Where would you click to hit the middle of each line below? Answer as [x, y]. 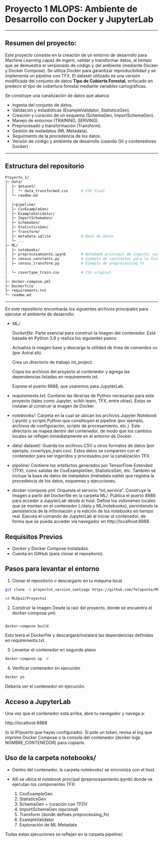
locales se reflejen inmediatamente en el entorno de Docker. [72, 436]
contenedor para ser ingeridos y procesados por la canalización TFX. [81, 456]
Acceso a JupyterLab [38, 702]
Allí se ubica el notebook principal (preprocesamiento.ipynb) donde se [82, 779]
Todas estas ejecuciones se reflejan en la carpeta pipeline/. [64, 834]
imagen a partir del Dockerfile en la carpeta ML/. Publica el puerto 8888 [84, 496]
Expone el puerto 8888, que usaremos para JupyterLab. [68, 386]
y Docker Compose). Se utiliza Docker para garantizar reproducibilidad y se [81, 70]
